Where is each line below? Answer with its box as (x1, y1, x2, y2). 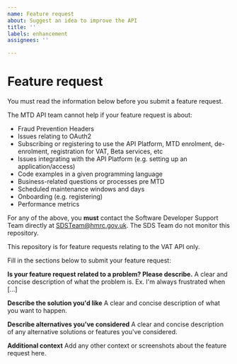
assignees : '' (7, 37, 50, 44)
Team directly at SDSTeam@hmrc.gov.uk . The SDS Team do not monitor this (7, 221, 230, 230)
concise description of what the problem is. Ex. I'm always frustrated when (7, 277, 226, 286)
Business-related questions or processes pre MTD (17, 177, 165, 186)
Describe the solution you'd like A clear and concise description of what (7, 299, 221, 307)
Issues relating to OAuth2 (17, 132, 92, 140)
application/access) (17, 162, 76, 171)
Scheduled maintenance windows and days (17, 185, 145, 194)
